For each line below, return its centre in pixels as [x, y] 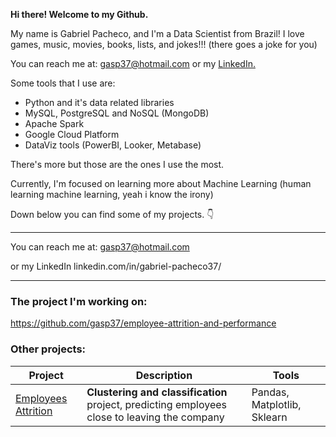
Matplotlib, [276, 404]
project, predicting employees [156, 404]
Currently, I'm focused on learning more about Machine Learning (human [161, 183]
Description [164, 375]
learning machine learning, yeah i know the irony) [112, 194]
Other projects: [48, 349]
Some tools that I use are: [63, 83]
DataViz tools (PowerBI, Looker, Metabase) [113, 145]
